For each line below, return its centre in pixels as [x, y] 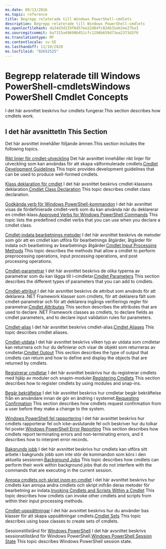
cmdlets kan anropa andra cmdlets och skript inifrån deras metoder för [77, 485]
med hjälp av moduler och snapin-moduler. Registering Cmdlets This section [83, 378]
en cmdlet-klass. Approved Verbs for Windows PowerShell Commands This [82, 215]
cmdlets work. [20, 116]
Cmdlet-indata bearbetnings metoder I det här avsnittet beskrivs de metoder [83, 235]
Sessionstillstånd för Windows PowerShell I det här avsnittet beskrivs [76, 531]
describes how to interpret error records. [47, 440]
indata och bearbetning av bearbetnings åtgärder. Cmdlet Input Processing [81, 245]
